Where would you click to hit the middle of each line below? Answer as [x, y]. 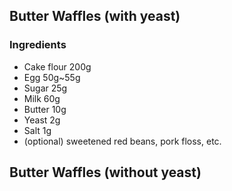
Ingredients [38, 45]
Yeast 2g [42, 120]
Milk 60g [42, 98]
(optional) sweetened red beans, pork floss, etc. [122, 141]
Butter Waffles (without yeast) [105, 172]
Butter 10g [45, 109]
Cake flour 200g [57, 66]
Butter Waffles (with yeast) [95, 16]
